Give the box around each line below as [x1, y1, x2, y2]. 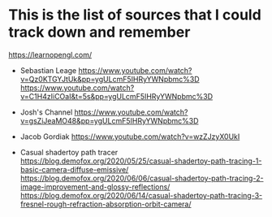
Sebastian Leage [19, 65, 77, 75]
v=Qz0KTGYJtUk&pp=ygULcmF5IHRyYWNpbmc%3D [19, 74, 201, 84]
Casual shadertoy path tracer [19, 147, 119, 157]
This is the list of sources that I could [8, 6, 261, 24]
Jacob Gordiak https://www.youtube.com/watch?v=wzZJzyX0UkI [19, 132, 240, 141]
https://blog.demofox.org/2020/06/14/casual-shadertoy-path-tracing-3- [19, 190, 263, 200]
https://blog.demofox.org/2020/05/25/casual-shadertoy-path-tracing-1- [19, 156, 262, 166]
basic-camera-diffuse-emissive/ [19, 164, 129, 174]
